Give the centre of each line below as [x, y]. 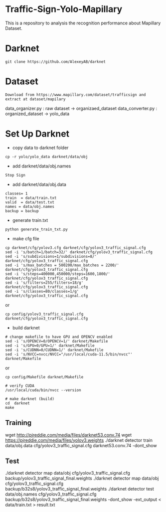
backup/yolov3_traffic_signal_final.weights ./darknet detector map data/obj [82, 478]
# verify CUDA [20, 386]
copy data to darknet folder [40, 148]
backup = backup [22, 211]
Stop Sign [15, 175]
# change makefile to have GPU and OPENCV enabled [59, 337]
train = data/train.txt [31, 198]
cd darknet [17, 403]
